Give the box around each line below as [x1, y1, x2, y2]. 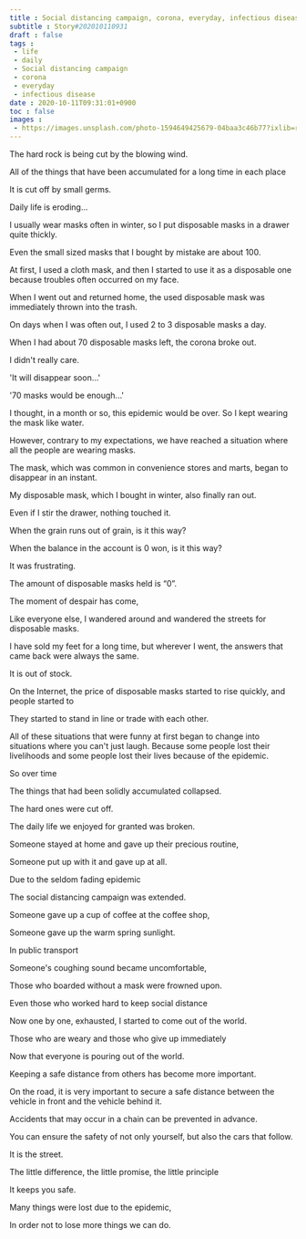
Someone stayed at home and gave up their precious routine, [9, 838, 240, 849]
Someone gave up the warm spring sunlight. [9, 927, 176, 938]
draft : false [9, 30, 64, 39]
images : [9, 115, 43, 124]
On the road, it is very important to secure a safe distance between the [9, 1087, 275, 1097]
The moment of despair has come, [9, 596, 139, 607]
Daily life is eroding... [9, 202, 88, 213]
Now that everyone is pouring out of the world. [9, 1051, 185, 1061]
